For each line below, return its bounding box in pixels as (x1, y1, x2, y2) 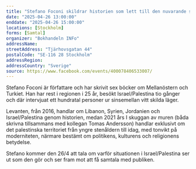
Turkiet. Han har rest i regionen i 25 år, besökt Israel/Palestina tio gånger (6, 90, 180, 97)
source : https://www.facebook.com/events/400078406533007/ (6, 68, 153, 74)
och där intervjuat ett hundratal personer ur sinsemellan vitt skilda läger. (6, 97, 179, 104)
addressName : (6, 41, 38, 47)
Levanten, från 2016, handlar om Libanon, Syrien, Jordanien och (6, 108, 160, 115)
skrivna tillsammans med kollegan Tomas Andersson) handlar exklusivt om (6, 120, 185, 127)
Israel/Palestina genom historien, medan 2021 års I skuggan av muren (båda (6, 114, 189, 121)
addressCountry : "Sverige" (6, 62, 72, 69)
